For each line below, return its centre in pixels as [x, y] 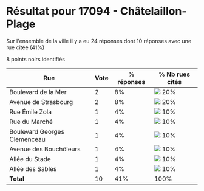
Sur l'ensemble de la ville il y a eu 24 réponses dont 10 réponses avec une [99, 41]
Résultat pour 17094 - [62, 11]
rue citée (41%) [25, 47]
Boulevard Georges [37, 131]
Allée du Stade [30, 159]
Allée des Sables [33, 168]
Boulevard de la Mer [38, 92]
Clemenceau [27, 139]
